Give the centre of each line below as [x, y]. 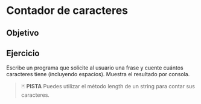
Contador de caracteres [67, 11]
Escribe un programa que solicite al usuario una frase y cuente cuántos [95, 68]
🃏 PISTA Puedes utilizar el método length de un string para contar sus [108, 86]
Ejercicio [23, 53]
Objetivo [23, 33]
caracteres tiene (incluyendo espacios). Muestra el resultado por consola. [98, 74]
